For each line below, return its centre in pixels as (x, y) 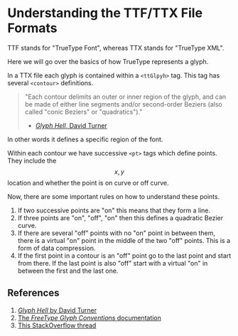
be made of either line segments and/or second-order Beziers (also (123, 104)
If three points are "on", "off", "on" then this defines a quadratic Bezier (120, 217)
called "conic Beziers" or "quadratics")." (83, 112)
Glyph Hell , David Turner (71, 125)
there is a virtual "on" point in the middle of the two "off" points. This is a (124, 240)
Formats (32, 28)
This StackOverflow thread (57, 325)
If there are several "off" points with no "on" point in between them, (116, 233)
